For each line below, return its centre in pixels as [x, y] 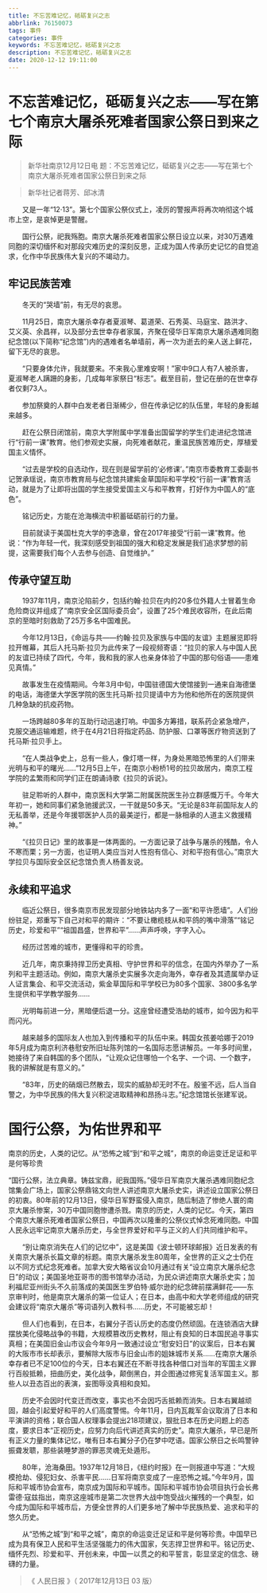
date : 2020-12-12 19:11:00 [53, 61]
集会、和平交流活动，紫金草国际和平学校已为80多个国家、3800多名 [139, 984]
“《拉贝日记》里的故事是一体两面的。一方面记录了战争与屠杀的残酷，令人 [140, 842]
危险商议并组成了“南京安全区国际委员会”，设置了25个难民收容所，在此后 [127, 611]
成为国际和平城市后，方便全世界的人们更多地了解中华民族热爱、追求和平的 [137, 1507]
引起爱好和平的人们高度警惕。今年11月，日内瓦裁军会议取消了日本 [143, 1410]
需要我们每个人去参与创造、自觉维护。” [92, 553]
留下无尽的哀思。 [36, 351]
